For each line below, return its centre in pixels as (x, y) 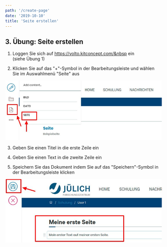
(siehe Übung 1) (29, 59)
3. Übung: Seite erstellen (44, 41)
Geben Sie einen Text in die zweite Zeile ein (57, 157)
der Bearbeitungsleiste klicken (43, 172)
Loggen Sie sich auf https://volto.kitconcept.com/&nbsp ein (73, 54)
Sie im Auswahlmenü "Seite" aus (46, 74)
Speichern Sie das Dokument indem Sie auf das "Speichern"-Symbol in (85, 167)
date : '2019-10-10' (25, 16)
